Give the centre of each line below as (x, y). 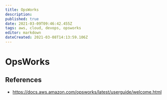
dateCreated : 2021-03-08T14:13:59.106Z (47, 38)
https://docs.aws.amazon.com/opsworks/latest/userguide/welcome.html (87, 92)
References (23, 80)
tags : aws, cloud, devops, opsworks (43, 28)
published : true (22, 19)
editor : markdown (23, 33)
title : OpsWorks (22, 10)
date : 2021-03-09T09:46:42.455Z (39, 24)
